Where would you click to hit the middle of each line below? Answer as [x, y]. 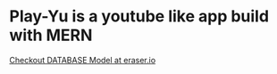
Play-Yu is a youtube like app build [139, 16]
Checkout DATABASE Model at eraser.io [83, 60]
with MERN [51, 35]
